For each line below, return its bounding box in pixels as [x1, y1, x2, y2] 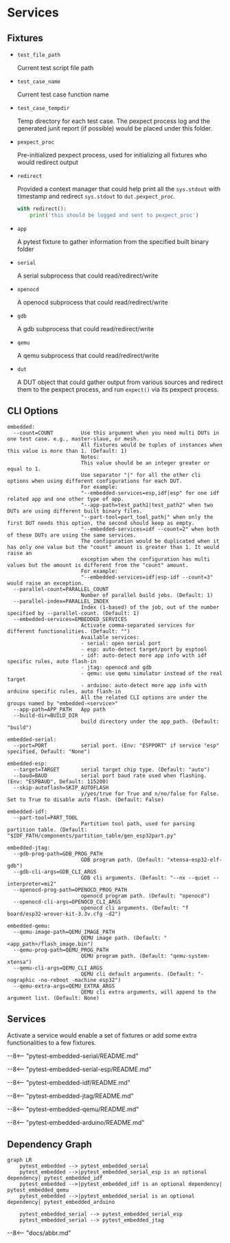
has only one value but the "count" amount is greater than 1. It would [7, 544, 220, 550]
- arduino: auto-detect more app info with [80, 682, 207, 688]
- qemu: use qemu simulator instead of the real [80, 670, 223, 677]
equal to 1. [7, 465, 41, 472]
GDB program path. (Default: [80, 856, 165, 863]
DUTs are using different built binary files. [7, 507, 143, 515]
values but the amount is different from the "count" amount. [7, 561, 189, 568]
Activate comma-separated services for [80, 622, 195, 629]
